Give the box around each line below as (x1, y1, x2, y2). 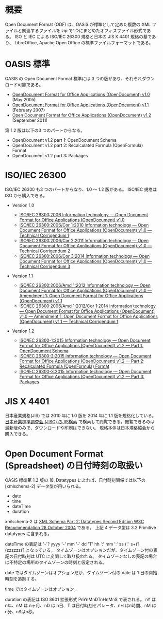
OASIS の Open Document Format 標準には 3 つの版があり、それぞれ (5, 75, 142, 81)
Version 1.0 (12, 202, 34, 208)
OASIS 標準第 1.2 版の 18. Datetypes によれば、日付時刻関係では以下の (5, 477, 146, 483)
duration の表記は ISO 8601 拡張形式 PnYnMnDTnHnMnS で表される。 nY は (5, 596, 156, 602)
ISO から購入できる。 (5, 192, 48, 198)
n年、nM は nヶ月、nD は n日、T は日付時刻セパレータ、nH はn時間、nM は (5, 602, 157, 608)
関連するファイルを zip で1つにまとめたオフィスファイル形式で (21, 27, 147, 33)
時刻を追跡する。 (5, 576, 39, 581)
